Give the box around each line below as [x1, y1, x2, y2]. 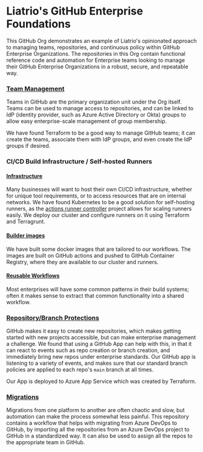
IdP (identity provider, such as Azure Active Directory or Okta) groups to [6, 111, 187, 119]
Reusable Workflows [6, 272, 60, 279]
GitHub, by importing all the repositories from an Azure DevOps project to [6, 426, 190, 433]
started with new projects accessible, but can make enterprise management [6, 334, 196, 341]
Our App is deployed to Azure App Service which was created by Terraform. [6, 377, 197, 385]
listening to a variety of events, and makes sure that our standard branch [6, 359, 188, 367]
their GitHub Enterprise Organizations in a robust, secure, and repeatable [6, 62, 189, 70]
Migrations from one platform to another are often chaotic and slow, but [6, 407, 185, 414]
